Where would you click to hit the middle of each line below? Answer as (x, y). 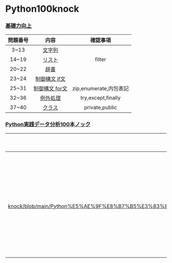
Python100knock (42, 9)
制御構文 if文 (50, 79)
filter (101, 59)
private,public (101, 107)
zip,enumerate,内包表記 (101, 89)
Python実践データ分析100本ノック (48, 124)
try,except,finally (100, 98)
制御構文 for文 (50, 89)
